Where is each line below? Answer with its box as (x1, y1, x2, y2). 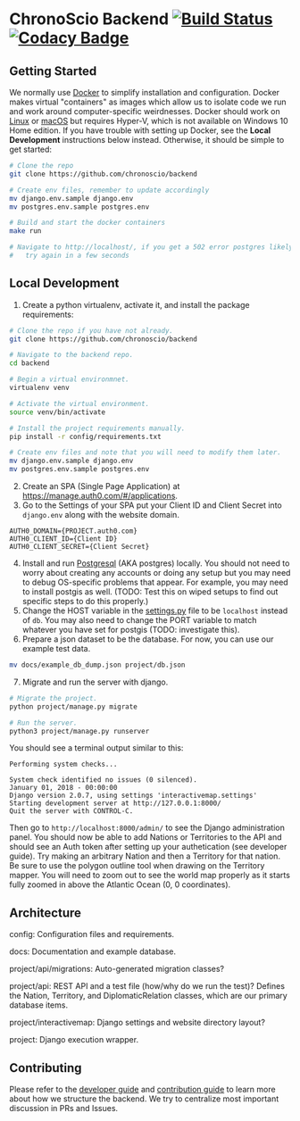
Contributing (9, 1060, 82, 1075)
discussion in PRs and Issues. (9, 1103, 119, 1114)
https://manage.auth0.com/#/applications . (21, 491, 179, 502)
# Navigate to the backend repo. (9, 351, 134, 360)
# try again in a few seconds (9, 251, 129, 260)
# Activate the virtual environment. (9, 399, 150, 408)
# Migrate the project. (9, 693, 98, 702)
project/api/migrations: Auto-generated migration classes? (9, 964, 225, 975)
